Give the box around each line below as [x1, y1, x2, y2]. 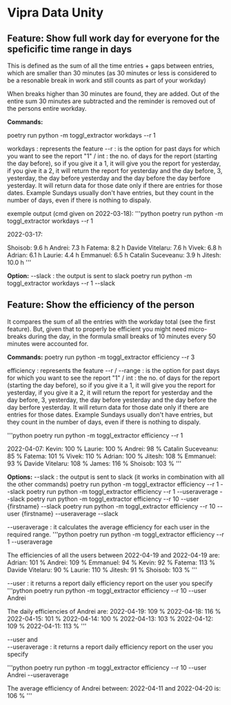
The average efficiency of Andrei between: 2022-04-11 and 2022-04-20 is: [7, 684, 221, 693]
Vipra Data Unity [7, 5, 104, 21]
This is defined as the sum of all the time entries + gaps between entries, [7, 62, 214, 70]
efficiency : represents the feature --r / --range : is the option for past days [7, 366, 220, 374]
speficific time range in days [7, 43, 132, 55]
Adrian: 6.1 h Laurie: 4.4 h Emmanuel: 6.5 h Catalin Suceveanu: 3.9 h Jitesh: [7, 251, 221, 259]
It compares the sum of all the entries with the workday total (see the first [7, 317, 216, 326]
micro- [188, 324, 208, 333]
